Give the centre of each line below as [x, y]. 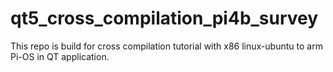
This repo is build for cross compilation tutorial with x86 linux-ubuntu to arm [166, 46]
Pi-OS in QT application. [60, 56]
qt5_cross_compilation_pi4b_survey [164, 18]
